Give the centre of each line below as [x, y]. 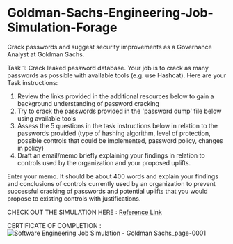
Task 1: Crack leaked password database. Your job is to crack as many [108, 68]
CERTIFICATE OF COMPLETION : [55, 225]
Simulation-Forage [62, 28]
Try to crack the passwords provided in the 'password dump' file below [119, 111]
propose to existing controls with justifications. [74, 198]
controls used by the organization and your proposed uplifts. [104, 162]
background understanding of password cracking [88, 103]
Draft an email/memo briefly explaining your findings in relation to [111, 155]
